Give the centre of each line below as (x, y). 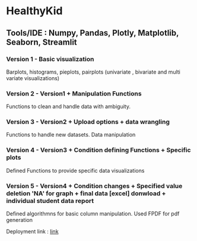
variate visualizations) (33, 78)
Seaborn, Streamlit (42, 42)
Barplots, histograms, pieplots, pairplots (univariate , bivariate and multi (93, 72)
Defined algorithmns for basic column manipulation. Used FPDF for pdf (93, 214)
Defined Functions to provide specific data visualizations (75, 170)
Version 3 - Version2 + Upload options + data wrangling (88, 122)
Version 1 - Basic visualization (50, 59)
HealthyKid (34, 11)
